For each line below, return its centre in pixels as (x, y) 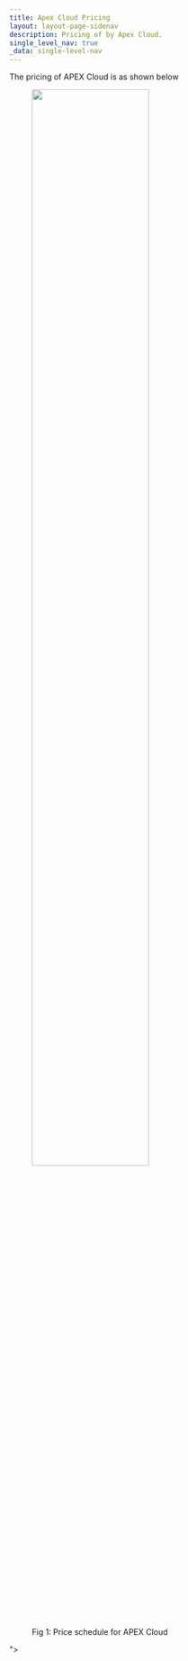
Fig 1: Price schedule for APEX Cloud (100, 1632)
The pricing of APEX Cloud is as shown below (94, 77)
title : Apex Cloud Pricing (60, 18)
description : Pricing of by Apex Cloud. (86, 34)
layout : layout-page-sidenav (64, 26)
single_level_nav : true (54, 43)
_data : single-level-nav (56, 51)
